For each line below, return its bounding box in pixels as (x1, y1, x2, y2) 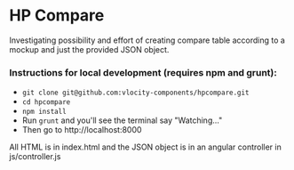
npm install (21, 108, 67, 117)
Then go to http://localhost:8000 (21, 125, 142, 135)
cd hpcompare (21, 98, 71, 107)
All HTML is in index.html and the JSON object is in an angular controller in (9, 142, 282, 152)
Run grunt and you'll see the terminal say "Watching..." (21, 115, 223, 125)
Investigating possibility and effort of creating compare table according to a (9, 35, 286, 45)
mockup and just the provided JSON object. (9, 44, 170, 54)
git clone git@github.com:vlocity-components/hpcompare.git (21, 88, 250, 98)
